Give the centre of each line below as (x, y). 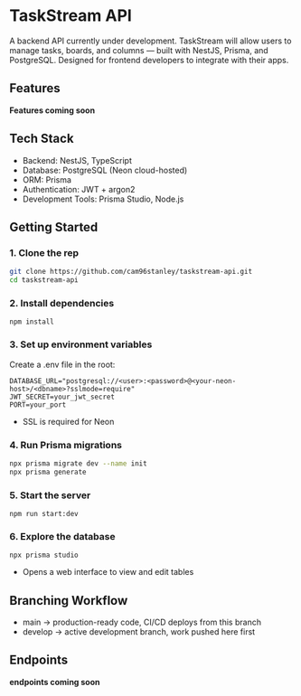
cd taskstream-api (44, 280)
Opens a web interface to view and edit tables (108, 572)
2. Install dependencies (62, 303)
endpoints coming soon (55, 682)
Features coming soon (52, 110)
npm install (32, 322)
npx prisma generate (48, 472)
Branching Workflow (69, 601)
